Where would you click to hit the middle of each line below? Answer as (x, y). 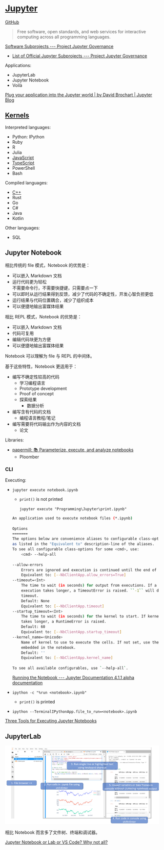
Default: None (35, 601)
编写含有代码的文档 (31, 412)
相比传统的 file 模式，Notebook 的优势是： (48, 265)
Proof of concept (36, 393)
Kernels (17, 116)
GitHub (12, 22)
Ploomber (29, 457)
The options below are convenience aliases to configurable (74, 539)
